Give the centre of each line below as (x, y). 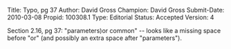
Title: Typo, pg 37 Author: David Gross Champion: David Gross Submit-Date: (116, 10)
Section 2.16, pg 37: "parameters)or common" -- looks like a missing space (114, 31)
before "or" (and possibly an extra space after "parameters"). (94, 38)
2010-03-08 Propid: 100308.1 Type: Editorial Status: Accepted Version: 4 (111, 17)
